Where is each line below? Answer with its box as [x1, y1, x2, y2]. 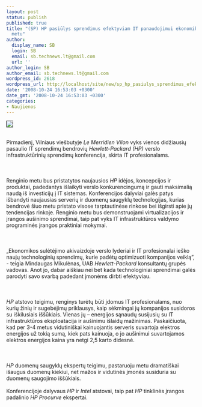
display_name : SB [11, 43, 55, 49]
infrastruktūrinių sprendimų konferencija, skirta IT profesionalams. [6, 151, 170, 158]
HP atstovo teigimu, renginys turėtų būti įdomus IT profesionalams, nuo [6, 298, 182, 305]
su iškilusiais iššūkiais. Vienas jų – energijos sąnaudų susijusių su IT [6, 310, 174, 318]
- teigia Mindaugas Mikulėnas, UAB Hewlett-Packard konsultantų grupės [6, 259, 186, 267]
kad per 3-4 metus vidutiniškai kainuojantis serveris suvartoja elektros [6, 324, 180, 331]
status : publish [6, 14, 47, 20]
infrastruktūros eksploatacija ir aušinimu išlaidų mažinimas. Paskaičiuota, [6, 317, 187, 324]
